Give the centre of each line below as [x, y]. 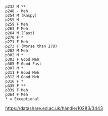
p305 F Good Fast [23, 64]
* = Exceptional [22, 99]
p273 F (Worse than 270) [31, 46]
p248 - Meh [17, 11]
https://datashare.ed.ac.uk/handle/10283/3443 [54, 108]
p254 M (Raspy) [21, 16]
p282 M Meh [17, 51]
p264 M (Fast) [20, 33]
